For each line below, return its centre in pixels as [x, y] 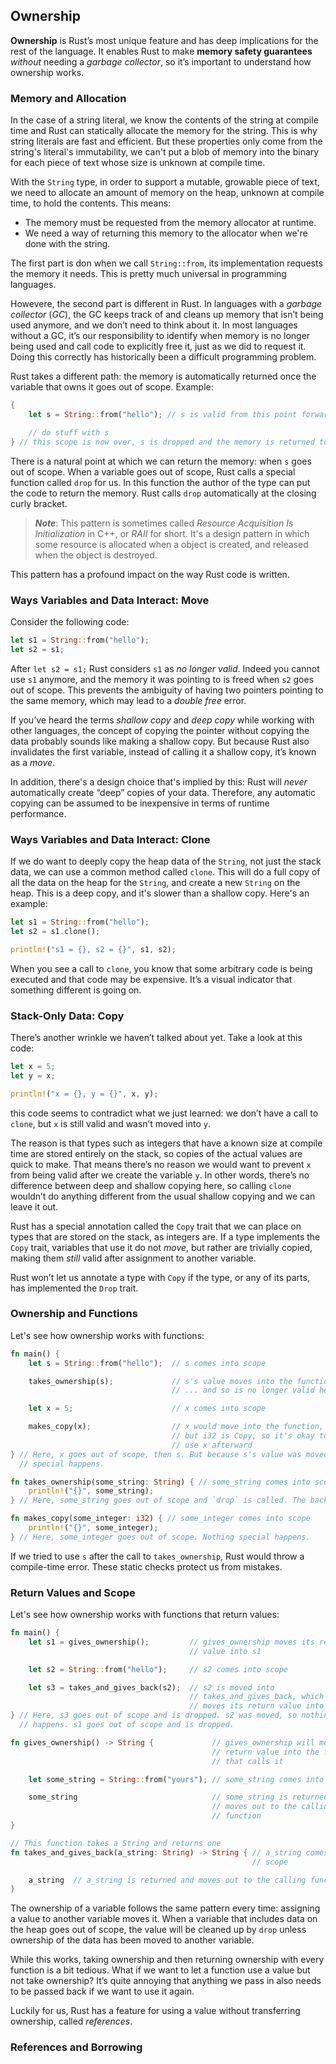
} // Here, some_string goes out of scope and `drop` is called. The [158, 1500]
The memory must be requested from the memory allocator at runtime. [170, 223]
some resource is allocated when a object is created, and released [171, 544]
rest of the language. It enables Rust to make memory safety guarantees [161, 51]
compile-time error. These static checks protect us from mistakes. [146, 1566]
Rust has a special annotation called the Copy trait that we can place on [156, 1226]
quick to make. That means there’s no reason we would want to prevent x [161, 1164]
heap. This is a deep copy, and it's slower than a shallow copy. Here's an [160, 893]
